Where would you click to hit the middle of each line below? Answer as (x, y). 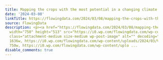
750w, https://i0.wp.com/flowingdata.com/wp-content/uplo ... (73, 45)
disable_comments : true (29, 50)
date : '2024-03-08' (25, 14)
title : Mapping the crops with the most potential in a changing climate (81, 9)
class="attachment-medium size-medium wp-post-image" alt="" (73, 37)
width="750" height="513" (36, 32)
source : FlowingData (26, 23)
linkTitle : (16, 18)
